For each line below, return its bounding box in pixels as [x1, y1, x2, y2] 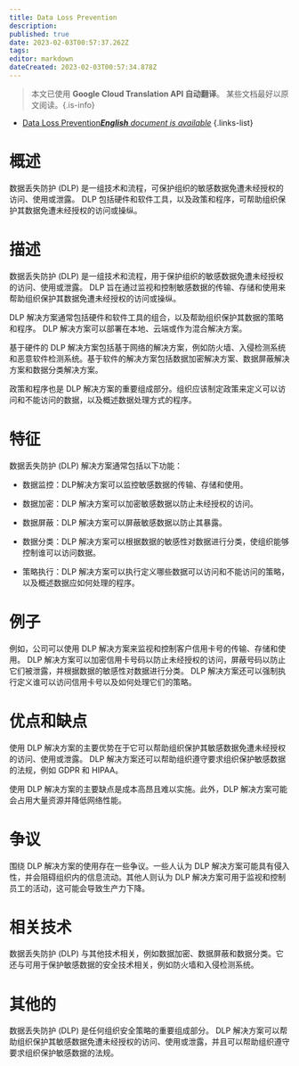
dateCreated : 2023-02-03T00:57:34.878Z [9, 63, 158, 72]
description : [9, 21, 58, 30]
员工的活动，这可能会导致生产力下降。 [9, 882, 149, 893]
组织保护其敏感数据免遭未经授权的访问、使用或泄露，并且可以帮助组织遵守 [16, 1037, 290, 1047]
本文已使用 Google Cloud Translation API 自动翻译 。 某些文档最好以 [30, 88, 282, 99]
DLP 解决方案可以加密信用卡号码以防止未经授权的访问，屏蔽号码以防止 [26, 654, 287, 665]
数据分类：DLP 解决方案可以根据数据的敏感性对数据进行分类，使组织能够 [21, 536, 289, 547]
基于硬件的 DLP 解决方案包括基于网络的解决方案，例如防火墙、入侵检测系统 [9, 342, 287, 352]
